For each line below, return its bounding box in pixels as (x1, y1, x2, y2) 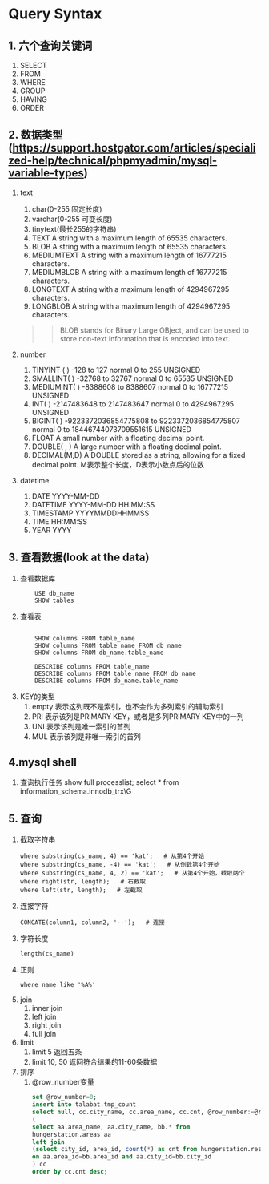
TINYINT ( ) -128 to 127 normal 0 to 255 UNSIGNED (31, 365, 201, 374)
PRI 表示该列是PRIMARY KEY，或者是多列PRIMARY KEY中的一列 (31, 711, 244, 721)
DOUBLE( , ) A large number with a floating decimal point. (31, 442, 222, 451)
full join (31, 1029, 57, 1039)
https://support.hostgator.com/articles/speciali (11, 141, 256, 155)
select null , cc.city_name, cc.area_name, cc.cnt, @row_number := (31, 1108, 255, 1116)
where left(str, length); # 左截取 (19, 887, 143, 895)
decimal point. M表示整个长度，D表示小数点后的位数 (31, 459, 205, 469)
